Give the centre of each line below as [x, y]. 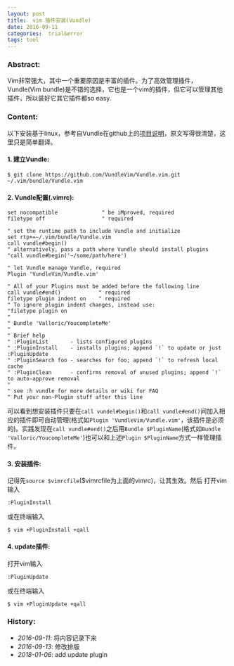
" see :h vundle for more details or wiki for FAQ [83, 391]
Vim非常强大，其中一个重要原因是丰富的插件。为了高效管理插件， [102, 81]
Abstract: [24, 65]
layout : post [26, 14]
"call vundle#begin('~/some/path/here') [67, 256]
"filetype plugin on [38, 311]
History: [21, 622]
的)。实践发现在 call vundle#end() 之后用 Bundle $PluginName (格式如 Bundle [114, 429]
